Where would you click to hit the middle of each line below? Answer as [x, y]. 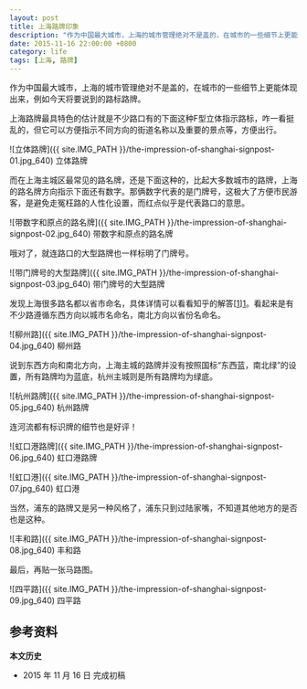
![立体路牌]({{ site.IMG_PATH [64, 149]
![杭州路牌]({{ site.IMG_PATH [64, 396]
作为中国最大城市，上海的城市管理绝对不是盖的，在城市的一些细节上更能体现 [153, 87]
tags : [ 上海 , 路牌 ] [44, 60]
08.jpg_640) [32, 550]
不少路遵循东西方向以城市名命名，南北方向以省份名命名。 [117, 315]
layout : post [34, 18]
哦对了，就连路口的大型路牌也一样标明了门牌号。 [101, 253]
